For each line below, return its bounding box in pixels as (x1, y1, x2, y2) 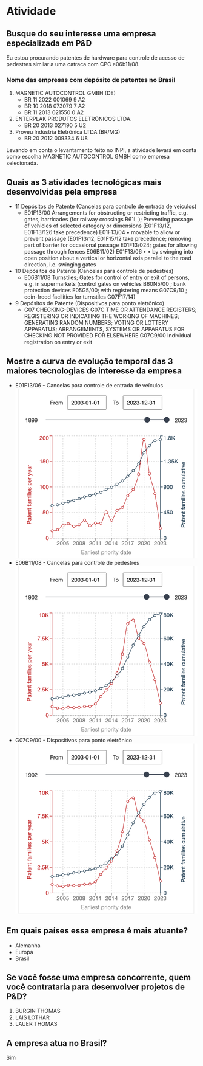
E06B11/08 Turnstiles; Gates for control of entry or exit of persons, (24, 274, 190, 281)
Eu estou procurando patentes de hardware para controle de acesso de (6, 54, 185, 61)
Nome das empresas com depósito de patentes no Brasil (6, 75, 176, 84)
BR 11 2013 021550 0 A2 (24, 109, 84, 116)
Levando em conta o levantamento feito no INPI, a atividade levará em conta (6, 147, 197, 154)
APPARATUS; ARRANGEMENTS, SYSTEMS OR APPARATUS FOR (24, 325, 185, 333)
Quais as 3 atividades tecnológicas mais (6, 177, 162, 187)
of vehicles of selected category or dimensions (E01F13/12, (24, 222, 171, 229)
